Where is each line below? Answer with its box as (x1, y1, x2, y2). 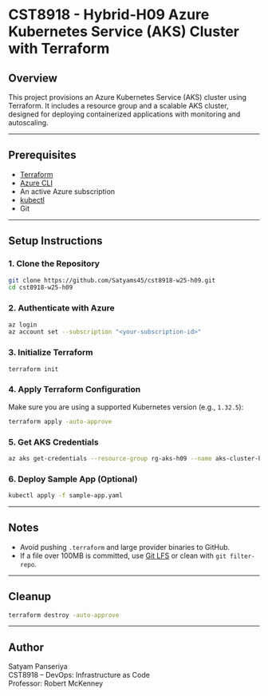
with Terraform (8, 40, 110, 57)
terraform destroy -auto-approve (8, 611, 120, 619)
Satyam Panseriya (8, 662, 68, 671)
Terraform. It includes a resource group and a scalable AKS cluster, (8, 101, 229, 110)
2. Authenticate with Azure (8, 303, 116, 314)
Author (8, 640, 44, 654)
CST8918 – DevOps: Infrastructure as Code (8, 670, 150, 680)
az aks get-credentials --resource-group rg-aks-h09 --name (8, 454, 213, 462)
